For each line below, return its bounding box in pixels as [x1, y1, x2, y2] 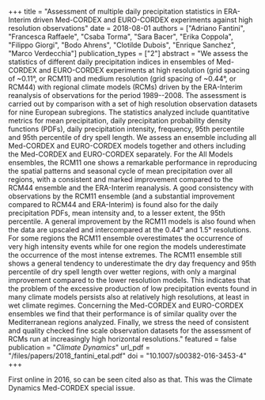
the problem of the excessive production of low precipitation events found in [8, 284, 257, 293]
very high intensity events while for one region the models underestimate [8, 242, 247, 251]
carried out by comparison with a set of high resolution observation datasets [8, 99, 258, 108]
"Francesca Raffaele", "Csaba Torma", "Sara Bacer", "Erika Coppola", [8, 32, 233, 41]
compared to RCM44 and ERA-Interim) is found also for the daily [8, 200, 219, 209]
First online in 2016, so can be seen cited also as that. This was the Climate [8, 375, 253, 384]
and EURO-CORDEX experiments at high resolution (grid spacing [38, 66, 251, 74]
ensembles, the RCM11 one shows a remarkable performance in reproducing [8, 158, 257, 167]
